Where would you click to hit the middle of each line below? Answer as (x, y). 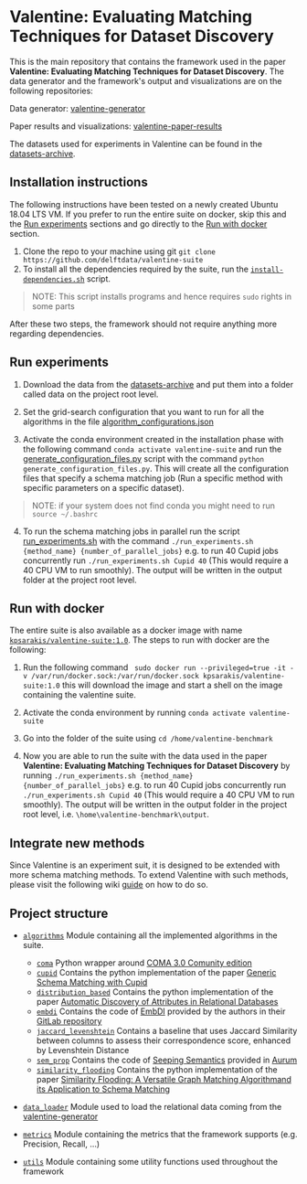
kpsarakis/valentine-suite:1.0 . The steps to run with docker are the (139, 640)
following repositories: (51, 91)
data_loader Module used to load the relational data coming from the (152, 1107)
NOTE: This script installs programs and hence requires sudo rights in (162, 296)
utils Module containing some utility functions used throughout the (150, 1162)
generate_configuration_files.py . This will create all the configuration (156, 468)
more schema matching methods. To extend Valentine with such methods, (149, 875)
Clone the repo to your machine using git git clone (119, 251)
